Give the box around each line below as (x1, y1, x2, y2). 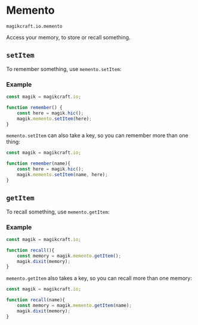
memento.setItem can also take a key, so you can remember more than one (6, 132, 189, 139)
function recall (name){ (6, 297, 66, 303)
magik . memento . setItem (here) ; (17, 116, 92, 122)
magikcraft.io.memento (6, 23, 63, 29)
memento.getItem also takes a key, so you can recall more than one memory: (6, 275, 192, 282)
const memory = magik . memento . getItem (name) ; (17, 302, 132, 309)
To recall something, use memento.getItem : (6, 208, 110, 215)
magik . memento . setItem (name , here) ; (17, 172, 109, 178)
